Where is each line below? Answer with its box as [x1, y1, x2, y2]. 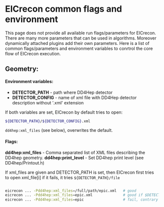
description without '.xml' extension [12, 100, 84, 105]
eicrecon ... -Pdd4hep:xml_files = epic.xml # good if [5, 193, 143, 198]
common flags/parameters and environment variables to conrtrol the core [5, 45, 153, 51]
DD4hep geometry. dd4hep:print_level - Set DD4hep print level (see [5, 155, 144, 161]
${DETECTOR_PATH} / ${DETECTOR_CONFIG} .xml [5, 119, 91, 124]
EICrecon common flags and [5, 3, 123, 15]
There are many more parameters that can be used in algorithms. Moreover [5, 35, 157, 41]
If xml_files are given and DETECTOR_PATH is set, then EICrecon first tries [5, 169, 154, 175]
